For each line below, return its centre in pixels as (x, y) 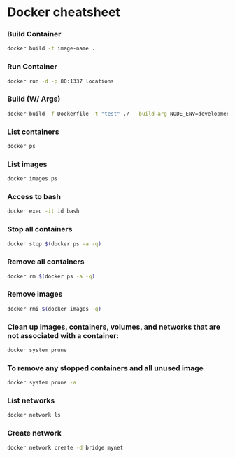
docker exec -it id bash (43, 211)
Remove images (35, 294)
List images (27, 164)
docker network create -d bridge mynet (65, 447)
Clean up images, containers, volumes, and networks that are (114, 327)
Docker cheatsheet (64, 12)
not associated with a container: (63, 335)
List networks (31, 400)
